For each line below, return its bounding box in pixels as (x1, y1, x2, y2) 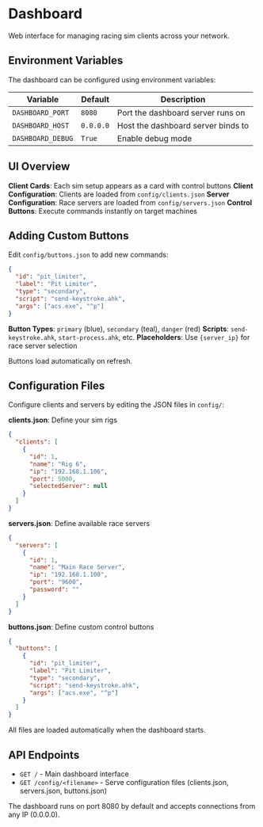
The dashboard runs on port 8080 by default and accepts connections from (8, 802, 256, 810)
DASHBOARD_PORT (12, 108, 70, 117)
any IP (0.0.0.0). (8, 810, 60, 819)
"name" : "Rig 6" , (29, 460, 87, 468)
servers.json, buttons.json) (19, 786, 108, 795)
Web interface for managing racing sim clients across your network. (8, 31, 230, 40)
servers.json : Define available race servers (8, 518, 151, 528)
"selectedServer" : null (29, 482, 109, 490)
